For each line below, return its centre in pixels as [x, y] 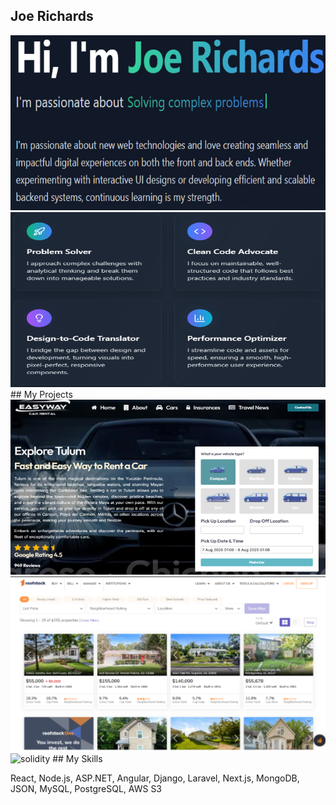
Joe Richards [52, 16]
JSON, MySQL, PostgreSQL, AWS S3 [86, 788]
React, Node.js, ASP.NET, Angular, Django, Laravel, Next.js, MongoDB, [155, 778]
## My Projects [41, 394]
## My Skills [77, 758]
